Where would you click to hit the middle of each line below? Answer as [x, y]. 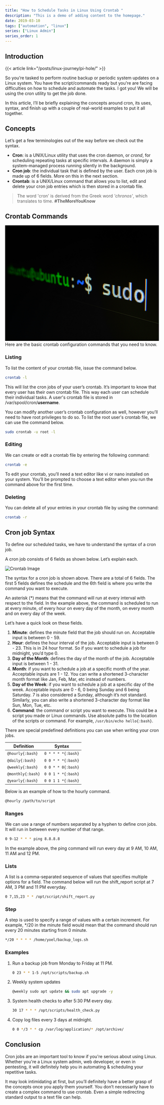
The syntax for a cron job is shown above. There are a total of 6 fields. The [80, 578]
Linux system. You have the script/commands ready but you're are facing [79, 83]
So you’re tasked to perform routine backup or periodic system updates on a [82, 78]
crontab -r [16, 517]
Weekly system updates [36, 982]
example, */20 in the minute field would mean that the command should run [81, 925]
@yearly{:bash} [22, 781]
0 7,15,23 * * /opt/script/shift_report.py [50, 897]
